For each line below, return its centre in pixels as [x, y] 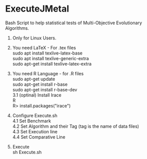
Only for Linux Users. [34, 38]
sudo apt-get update [34, 79]
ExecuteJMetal [37, 9]
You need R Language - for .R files [48, 73]
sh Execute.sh [27, 152]
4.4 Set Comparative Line [39, 137]
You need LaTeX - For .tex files [44, 47]
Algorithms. [17, 28]
